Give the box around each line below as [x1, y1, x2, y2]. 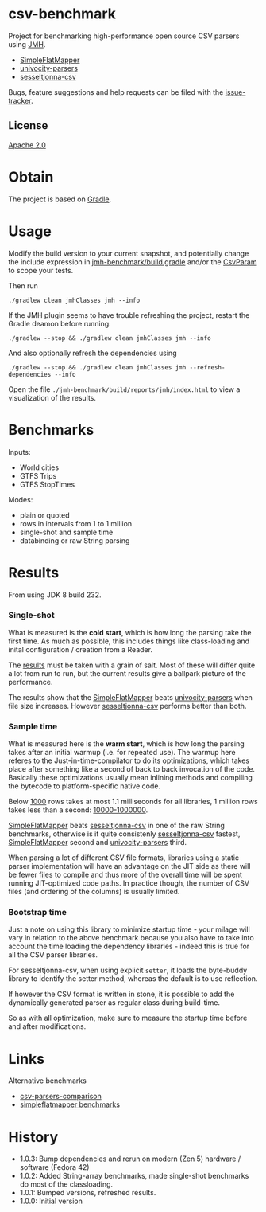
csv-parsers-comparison [19, 1092, 102, 1101]
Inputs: [8, 447, 31, 456]
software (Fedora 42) [19, 1163, 90, 1172]
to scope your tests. [8, 265, 74, 275]
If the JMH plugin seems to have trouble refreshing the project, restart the [8, 310, 250, 319]
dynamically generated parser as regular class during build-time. [8, 998, 221, 1007]
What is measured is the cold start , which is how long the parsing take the [8, 628, 252, 637]
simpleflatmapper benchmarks [19, 1100, 121, 1109]
